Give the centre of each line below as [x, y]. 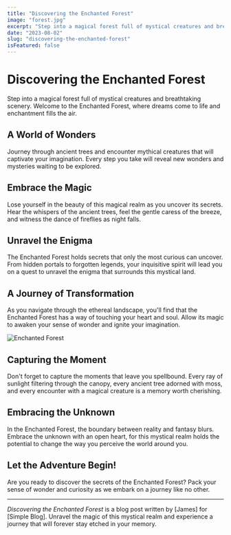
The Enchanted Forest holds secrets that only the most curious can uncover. [115, 257]
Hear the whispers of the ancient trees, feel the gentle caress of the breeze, [114, 211]
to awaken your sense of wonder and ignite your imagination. [94, 325]
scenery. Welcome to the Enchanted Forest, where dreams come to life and [114, 106]
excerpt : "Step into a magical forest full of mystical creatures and [110, 26]
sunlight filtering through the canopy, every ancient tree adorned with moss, [115, 384]
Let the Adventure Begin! [62, 465]
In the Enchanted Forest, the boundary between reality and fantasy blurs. [111, 429]
